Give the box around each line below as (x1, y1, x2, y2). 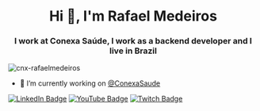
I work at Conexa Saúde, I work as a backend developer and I (14, 36, 252, 47)
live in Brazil (109, 45, 157, 56)
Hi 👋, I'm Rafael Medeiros (48, 7, 218, 25)
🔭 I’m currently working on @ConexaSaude (19, 78, 161, 88)
